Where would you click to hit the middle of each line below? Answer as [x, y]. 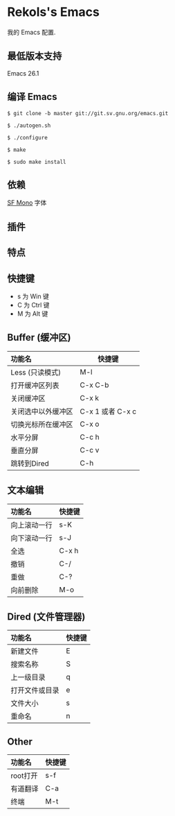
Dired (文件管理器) [46, 617]
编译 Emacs [32, 97]
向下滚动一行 [32, 538]
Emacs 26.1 [23, 73]
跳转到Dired [30, 464]
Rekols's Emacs [54, 12]
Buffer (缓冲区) [39, 338]
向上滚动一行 [32, 525]
